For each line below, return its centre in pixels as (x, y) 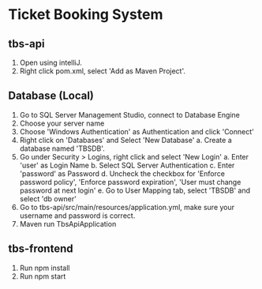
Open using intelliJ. (51, 62)
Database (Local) (51, 96)
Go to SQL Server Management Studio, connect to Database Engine (130, 114)
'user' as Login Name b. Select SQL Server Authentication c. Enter (127, 165)
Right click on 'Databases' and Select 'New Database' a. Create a (125, 140)
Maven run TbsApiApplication (68, 223)
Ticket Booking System (86, 15)
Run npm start (43, 276)
